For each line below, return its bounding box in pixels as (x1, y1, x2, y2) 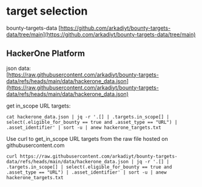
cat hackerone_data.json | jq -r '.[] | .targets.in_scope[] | (6, 114, 170, 120)
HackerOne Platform (6, 49, 85, 59)
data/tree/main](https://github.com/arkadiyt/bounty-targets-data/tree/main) (6, 30, 196, 38)
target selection (6, 4, 88, 18)
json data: (6, 64, 32, 72)
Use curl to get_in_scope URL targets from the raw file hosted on (6, 135, 169, 142)
